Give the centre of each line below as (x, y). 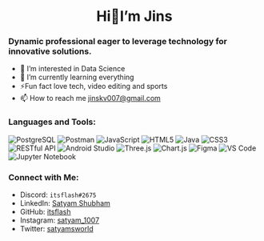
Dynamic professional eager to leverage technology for (118, 42)
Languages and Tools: (52, 122)
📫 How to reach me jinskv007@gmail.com (90, 98)
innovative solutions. (50, 51)
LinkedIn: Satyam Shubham (65, 203)
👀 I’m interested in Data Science (72, 69)
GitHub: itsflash (45, 212)
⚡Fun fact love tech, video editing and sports (94, 86)
